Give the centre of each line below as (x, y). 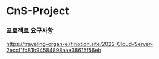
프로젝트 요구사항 (30, 31)
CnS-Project (38, 11)
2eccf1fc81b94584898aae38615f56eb (54, 50)
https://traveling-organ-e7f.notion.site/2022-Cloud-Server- (80, 44)
